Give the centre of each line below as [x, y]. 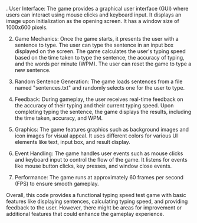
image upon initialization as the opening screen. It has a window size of [93, 21]
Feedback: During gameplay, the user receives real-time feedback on [99, 99]
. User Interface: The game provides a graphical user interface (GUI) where [97, 9]
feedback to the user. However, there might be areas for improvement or [94, 208]
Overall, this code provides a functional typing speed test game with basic [96, 195]
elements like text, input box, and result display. [73, 142]
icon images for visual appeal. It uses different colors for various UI [96, 136]
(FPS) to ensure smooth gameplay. [57, 183]
